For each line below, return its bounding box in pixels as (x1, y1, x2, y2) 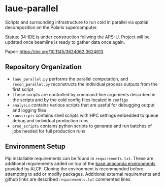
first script (12, 86, 33, 92)
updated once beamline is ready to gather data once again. (5, 39, 125, 45)
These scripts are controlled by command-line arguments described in (12, 91, 156, 97)
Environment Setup (5, 142, 66, 151)
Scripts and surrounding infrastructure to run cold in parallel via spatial (5, 19, 149, 25)
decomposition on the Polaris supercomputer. (5, 24, 98, 30)
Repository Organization (5, 63, 82, 71)
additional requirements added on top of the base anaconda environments (5, 160, 156, 166)
